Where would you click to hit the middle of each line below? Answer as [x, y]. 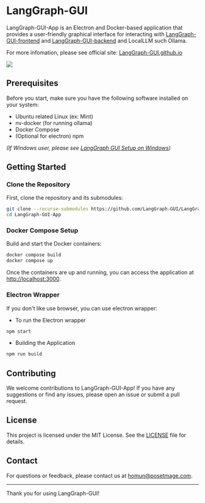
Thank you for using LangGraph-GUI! [53, 493]
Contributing [31, 373]
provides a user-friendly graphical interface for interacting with [85, 34]
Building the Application [45, 343]
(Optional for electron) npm [49, 136]
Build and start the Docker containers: [54, 244]
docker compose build [34, 255]
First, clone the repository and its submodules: [65, 198]
